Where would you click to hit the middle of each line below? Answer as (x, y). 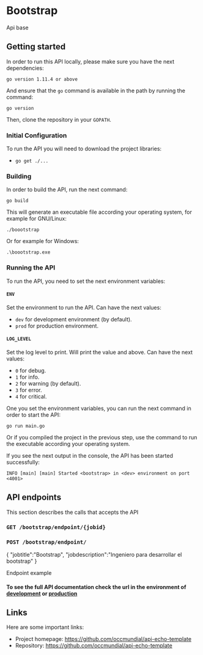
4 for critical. (31, 397)
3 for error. (28, 390)
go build (17, 201)
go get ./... (32, 161)
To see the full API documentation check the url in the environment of (96, 587)
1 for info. (27, 377)
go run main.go (26, 426)
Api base (17, 27)
